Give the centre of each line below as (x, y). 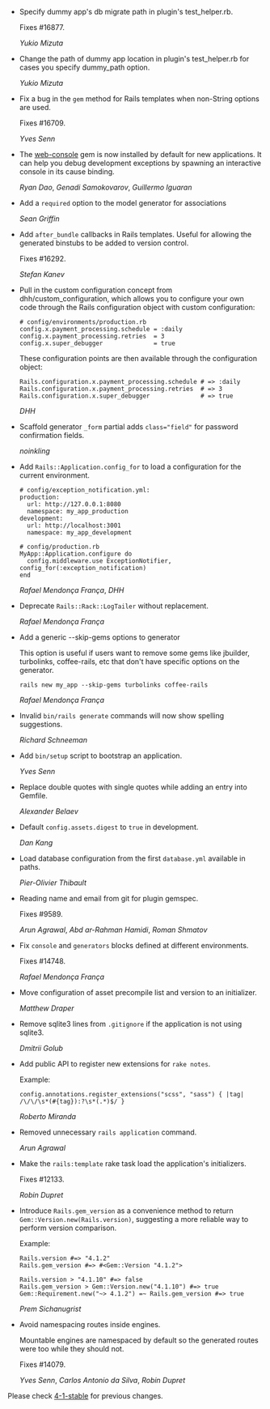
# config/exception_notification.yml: (84, 490)
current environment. (55, 475)
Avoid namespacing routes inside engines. (90, 1324)
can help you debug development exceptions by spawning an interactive (140, 163)
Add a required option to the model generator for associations (123, 203)
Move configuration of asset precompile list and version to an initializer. (138, 992)
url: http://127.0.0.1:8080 (74, 504)
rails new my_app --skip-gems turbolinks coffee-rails (114, 685)
